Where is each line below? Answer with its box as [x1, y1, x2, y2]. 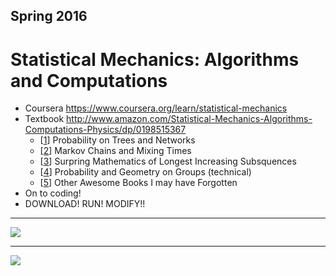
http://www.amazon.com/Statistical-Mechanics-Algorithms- [66, 113, 313, 125]
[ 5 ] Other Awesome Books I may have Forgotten [39, 177, 238, 189]
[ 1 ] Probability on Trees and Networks [39, 134, 196, 146]
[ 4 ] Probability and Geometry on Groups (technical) [39, 166, 252, 178]
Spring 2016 [10, 8, 88, 25]
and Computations [10, 69, 168, 92]
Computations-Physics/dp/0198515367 [24, 124, 187, 136]
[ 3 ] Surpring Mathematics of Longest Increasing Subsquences [39, 155, 297, 168]
